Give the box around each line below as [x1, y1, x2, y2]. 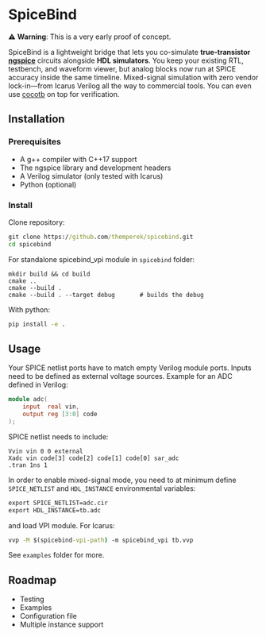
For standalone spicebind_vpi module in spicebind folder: [8, 254, 195, 264]
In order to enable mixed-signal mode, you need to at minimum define [8, 475, 237, 485]
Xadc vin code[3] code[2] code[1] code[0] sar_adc [8, 454, 179, 462]
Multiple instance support [19, 620, 104, 629]
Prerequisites [8, 137, 61, 148]
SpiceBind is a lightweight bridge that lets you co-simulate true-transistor [8, 47, 251, 56]
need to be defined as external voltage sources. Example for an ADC [8, 372, 233, 381]
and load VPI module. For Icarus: [8, 520, 115, 530]
